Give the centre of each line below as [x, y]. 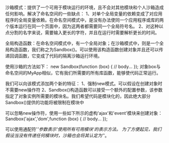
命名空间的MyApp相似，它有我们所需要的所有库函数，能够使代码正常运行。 [83, 73]
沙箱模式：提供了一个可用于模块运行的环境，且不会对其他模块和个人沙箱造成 [84, 7]
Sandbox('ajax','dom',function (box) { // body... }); [57, 119]
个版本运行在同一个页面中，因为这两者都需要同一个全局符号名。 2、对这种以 [84, 26]
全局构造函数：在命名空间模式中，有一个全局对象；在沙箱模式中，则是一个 [82, 43]
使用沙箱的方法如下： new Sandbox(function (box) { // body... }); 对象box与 [83, 66]
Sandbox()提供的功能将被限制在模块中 [45, 102]
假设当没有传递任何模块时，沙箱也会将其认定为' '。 [57, 135]
